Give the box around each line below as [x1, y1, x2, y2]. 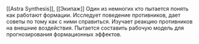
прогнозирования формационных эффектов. [6, 31, 122, 38]
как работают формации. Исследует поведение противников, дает [6, 11, 181, 19]
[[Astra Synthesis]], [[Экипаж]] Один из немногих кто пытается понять [6, 5, 189, 12]
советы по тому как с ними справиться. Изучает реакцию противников [6, 18, 193, 25]
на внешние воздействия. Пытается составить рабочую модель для [6, 24, 184, 31]
